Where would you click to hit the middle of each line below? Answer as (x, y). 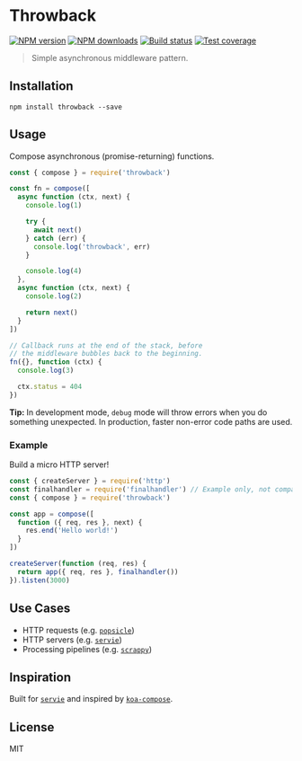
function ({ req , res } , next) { (80, 522)
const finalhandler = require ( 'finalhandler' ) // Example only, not (140, 489)
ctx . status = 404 (50, 387)
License (32, 727)
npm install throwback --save (66, 107)
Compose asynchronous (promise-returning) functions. (112, 156)
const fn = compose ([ (50, 189)
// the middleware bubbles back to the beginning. (106, 354)
